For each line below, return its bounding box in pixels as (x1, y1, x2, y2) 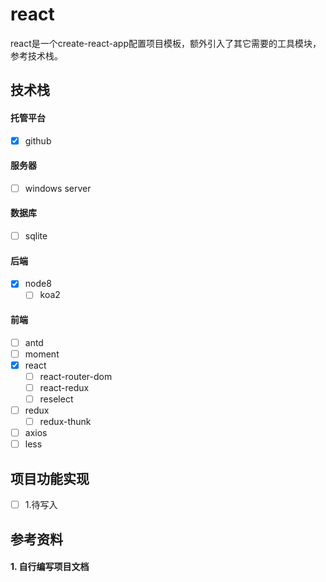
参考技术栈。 (10, 49, 63, 62)
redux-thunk (39, 416, 92, 428)
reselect (39, 393, 74, 405)
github (24, 134, 52, 147)
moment (24, 348, 60, 360)
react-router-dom (39, 370, 113, 382)
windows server (24, 182, 92, 194)
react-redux (39, 381, 90, 393)
